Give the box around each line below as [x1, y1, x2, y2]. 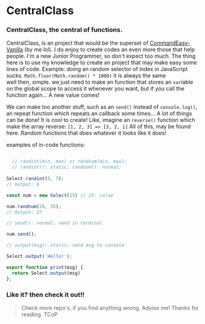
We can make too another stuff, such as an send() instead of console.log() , [6, 104, 198, 111]
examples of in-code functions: [6, 141, 86, 149]
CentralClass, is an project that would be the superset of [6, 39, 149, 47]
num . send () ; [6, 231, 37, 238]
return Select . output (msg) [12, 270, 81, 276]
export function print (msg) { [6, 264, 84, 270]
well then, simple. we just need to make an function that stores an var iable [6, 78, 194, 86]
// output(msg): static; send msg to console [6, 243, 124, 249]
